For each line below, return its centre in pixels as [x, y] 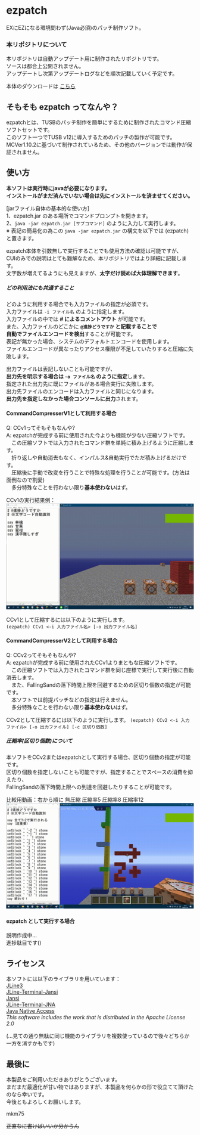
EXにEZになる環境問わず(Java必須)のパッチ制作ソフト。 [75, 27]
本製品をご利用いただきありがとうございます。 [63, 1080]
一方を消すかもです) [31, 1043]
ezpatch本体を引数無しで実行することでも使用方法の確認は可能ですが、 [94, 250]
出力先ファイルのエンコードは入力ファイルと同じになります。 [82, 391]
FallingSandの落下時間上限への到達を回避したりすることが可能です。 [91, 787]
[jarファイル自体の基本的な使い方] [48, 208]
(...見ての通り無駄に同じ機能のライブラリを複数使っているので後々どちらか [98, 1036]
